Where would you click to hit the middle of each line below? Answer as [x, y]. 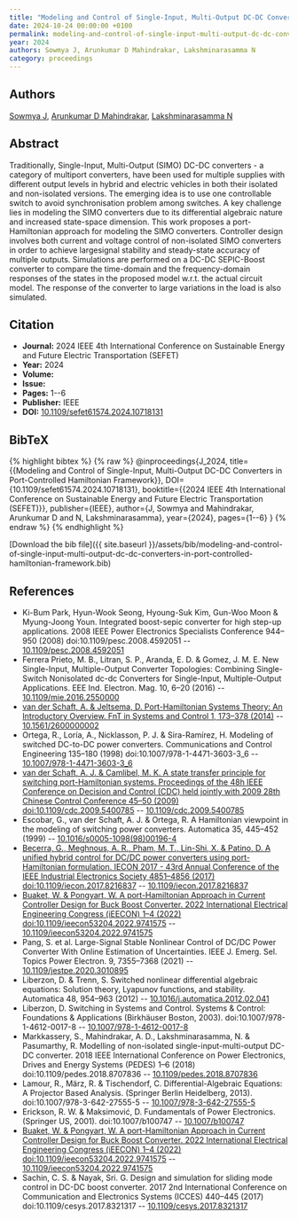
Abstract [34, 144]
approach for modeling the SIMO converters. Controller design [169, 231]
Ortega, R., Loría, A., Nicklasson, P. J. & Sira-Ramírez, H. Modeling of [148, 735]
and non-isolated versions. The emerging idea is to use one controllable [141, 193]
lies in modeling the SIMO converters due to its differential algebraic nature [146, 212]
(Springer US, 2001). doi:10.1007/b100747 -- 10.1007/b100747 [133, 1122]
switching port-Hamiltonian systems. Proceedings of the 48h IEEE [142, 782]
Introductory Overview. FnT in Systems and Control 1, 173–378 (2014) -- [153, 716]
